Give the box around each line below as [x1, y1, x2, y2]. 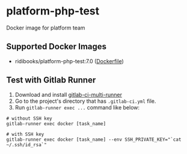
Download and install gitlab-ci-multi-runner [14, 91, 122, 98]
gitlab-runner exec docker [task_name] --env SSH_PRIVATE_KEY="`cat [6, 137, 182, 143]
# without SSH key [6, 115, 52, 122]
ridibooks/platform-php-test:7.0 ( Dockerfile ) [14, 57, 124, 64]
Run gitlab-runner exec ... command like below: [14, 103, 140, 111]
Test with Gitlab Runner [6, 75, 96, 85]
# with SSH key [6, 131, 44, 137]
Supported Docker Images [6, 42, 107, 52]
